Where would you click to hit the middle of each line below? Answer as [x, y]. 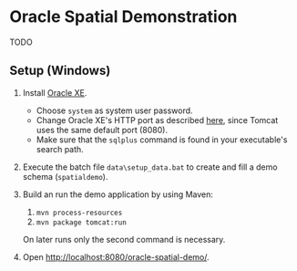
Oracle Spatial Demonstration [123, 17]
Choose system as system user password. [114, 110]
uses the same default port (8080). [102, 130]
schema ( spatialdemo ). [65, 176]
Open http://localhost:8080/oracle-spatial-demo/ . [116, 256]
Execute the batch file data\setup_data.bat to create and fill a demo [150, 167]
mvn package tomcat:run [82, 222]
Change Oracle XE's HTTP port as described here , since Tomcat [157, 120]
